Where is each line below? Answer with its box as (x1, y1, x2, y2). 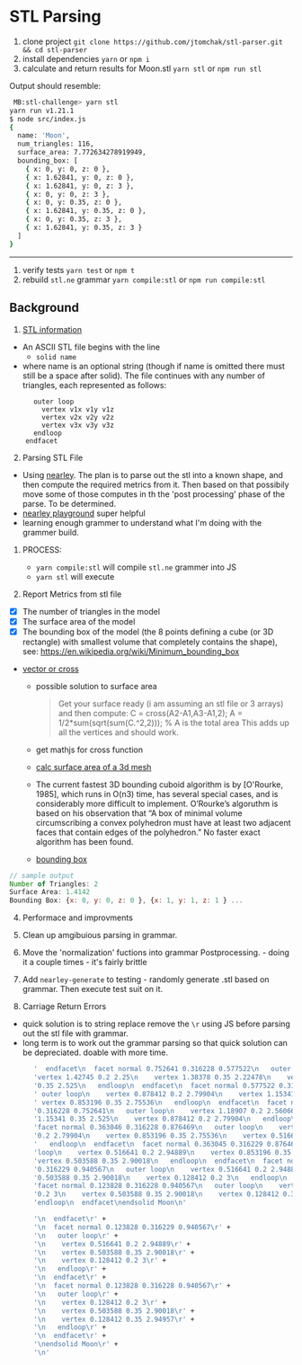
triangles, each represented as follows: (22, 379, 167, 390)
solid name (35, 352, 77, 361)
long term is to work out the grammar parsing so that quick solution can (22, 1038, 288, 1049)
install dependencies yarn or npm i (22, 53, 150, 64)
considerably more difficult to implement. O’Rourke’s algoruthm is (35, 798, 279, 809)
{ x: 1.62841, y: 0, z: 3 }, (25, 182, 135, 191)
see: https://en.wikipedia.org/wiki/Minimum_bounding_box (22, 645, 240, 657)
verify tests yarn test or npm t (22, 264, 135, 275)
